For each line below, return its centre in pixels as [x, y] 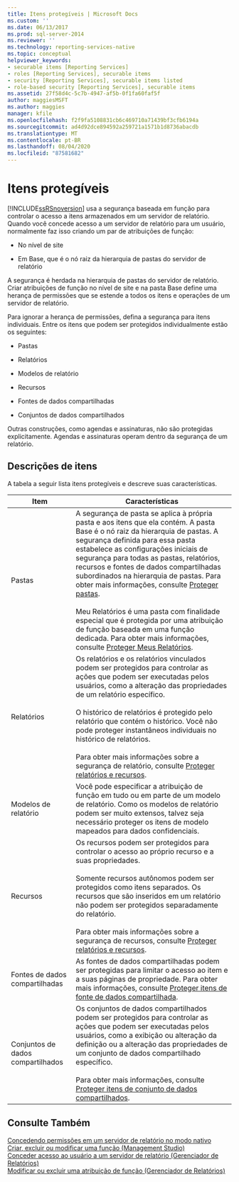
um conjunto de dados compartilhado [138, 1053]
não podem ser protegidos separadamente [147, 905]
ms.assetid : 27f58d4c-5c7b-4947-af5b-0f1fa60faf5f [84, 94]
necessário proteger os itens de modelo [142, 822]
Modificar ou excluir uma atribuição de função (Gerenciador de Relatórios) [116, 1171]
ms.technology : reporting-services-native [71, 47]
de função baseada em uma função [135, 629]
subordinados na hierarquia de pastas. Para [148, 575]
